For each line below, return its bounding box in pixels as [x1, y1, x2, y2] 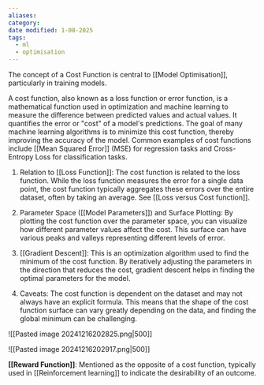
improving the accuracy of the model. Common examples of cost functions [8, 136, 251, 144]
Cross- [214, 144, 236, 153]
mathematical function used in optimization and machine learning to [8, 102, 229, 111]
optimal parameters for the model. [19, 274, 131, 282]
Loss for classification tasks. [35, 152, 128, 162]
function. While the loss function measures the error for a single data [19, 176, 244, 185]
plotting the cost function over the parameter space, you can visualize [19, 216, 247, 226]
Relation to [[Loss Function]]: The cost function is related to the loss [19, 167, 240, 177]
